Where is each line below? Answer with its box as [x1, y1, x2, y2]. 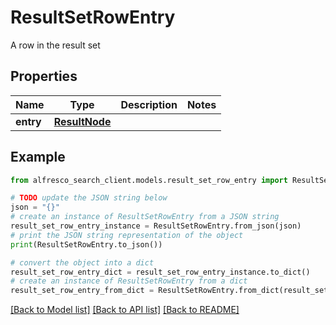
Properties [10, 68, 78, 85]
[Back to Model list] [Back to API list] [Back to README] [10, 304, 240, 316]
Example [10, 149, 66, 166]
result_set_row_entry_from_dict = [10, 286, 155, 296]
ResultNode [53, 114, 112, 128]
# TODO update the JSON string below [10, 193, 168, 203]
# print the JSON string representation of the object [10, 230, 244, 240]
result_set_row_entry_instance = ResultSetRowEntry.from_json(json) [10, 221, 302, 231]
